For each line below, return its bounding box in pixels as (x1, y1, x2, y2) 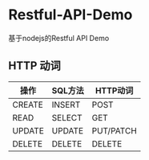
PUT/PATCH (91, 125, 138, 136)
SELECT (51, 112, 83, 123)
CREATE (12, 99, 44, 110)
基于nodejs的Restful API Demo (8, 33, 110, 43)
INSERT (51, 99, 81, 110)
